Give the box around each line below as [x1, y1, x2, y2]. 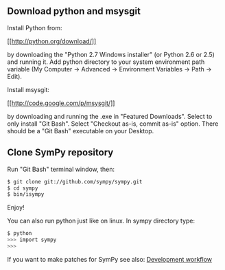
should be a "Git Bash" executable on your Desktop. [7, 126, 154, 135]
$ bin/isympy [7, 191, 45, 198]
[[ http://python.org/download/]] [7, 37, 97, 45]
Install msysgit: [7, 85, 50, 93]
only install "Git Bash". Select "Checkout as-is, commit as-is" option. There [7, 120, 219, 128]
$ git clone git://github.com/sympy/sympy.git [7, 178, 143, 185]
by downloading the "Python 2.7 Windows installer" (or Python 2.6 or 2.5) [7, 50, 215, 58]
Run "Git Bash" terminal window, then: [7, 165, 115, 173]
